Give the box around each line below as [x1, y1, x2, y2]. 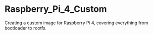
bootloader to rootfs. [4, 25, 47, 31]
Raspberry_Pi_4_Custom [4, 3, 107, 15]
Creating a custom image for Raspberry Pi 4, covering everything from [4, 20, 148, 26]
